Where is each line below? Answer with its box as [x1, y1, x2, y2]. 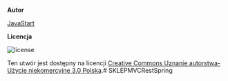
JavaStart [7, 19, 35, 27]
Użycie [7, 67, 28, 74]
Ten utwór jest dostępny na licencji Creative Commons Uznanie [7, 59, 188, 67]
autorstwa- [189, 59, 221, 67]
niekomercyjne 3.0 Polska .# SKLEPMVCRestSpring [28, 67, 173, 74]
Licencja [7, 32, 32, 40]
